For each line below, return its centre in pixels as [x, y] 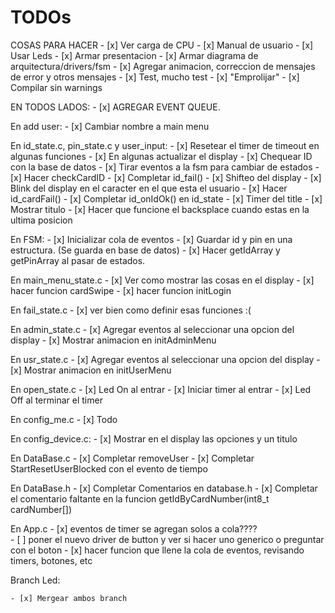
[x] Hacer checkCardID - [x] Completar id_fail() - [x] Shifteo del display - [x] [166, 177]
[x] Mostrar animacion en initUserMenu [91, 370]
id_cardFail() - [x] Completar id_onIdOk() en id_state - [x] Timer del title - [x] [166, 198]
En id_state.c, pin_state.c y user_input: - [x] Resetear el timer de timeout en [165, 145]
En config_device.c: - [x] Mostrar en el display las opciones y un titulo [154, 438]
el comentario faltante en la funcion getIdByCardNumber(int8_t [140, 498]
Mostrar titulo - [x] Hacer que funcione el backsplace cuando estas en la [160, 209]
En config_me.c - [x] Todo [64, 419]
